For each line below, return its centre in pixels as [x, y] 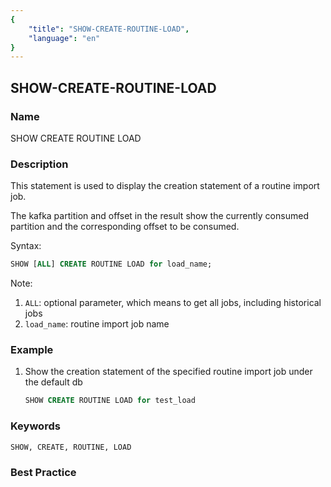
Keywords [35, 426]
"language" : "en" [64, 38]
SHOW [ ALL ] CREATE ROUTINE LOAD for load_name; [111, 264]
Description [39, 164]
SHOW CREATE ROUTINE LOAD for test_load [110, 401]
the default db [53, 382]
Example [32, 350]
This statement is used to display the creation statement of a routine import [165, 186]
